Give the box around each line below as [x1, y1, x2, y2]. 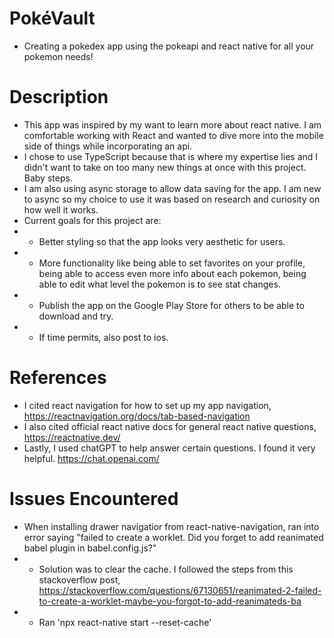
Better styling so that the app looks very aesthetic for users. [38, 235, 286, 247]
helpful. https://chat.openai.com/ [23, 452, 160, 464]
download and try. [38, 310, 114, 322]
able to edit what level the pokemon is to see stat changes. [38, 278, 281, 290]
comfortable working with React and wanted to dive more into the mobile [23, 129, 324, 141]
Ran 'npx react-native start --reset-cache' [38, 616, 212, 628]
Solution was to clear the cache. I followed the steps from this [38, 563, 294, 575]
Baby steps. [23, 172, 73, 184]
